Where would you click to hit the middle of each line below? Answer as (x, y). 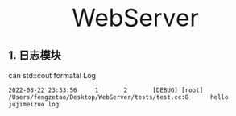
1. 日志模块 (35, 55)
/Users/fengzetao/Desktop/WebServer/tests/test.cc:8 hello (118, 97)
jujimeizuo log (34, 104)
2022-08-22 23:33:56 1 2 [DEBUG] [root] (106, 90)
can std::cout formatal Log (52, 75)
